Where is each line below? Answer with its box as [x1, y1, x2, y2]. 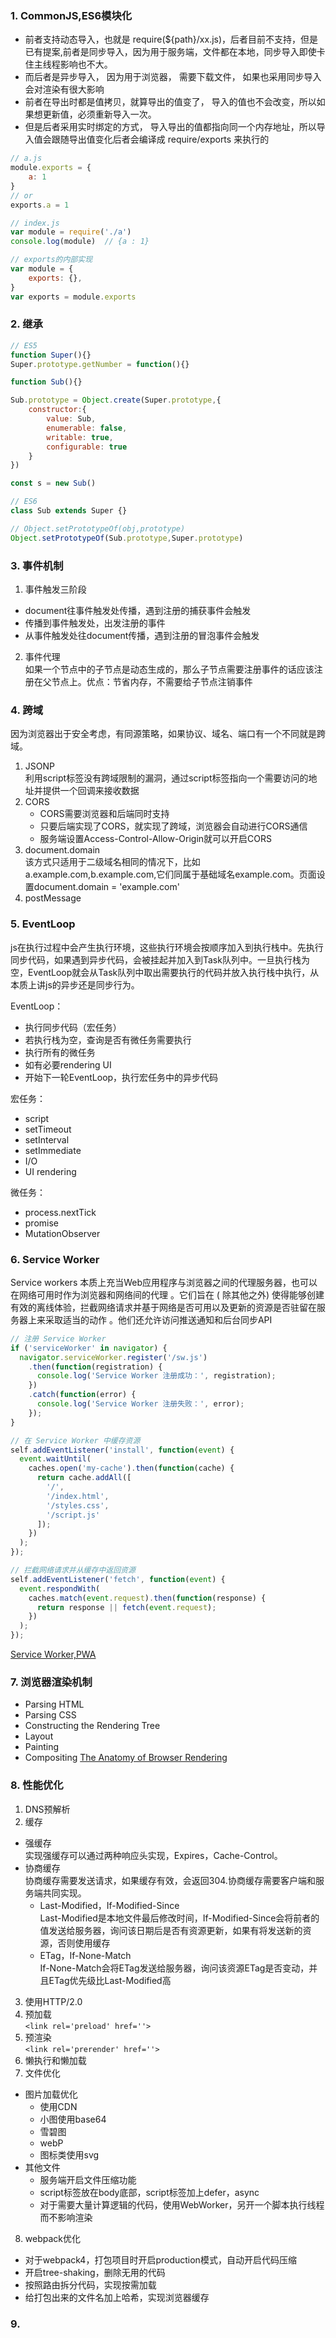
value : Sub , [46, 414, 97, 424]
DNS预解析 [24, 1803, 71, 1815]
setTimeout [24, 1123, 72, 1135]
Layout [24, 1730, 54, 1742]
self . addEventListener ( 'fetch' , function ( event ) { [10, 1574, 226, 1584]
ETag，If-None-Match [39, 1949, 132, 1961]
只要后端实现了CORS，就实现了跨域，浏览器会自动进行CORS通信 [39, 820, 308, 832]
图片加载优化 [24, 2088, 78, 2100]
